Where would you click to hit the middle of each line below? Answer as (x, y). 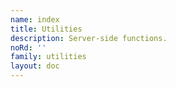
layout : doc (35, 66)
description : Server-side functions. (89, 38)
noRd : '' (28, 47)
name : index (35, 19)
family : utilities (48, 57)
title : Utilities (46, 29)
